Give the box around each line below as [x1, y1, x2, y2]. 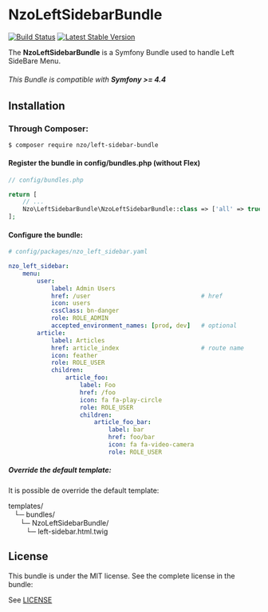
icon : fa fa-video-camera [108, 441, 195, 449]
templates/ [8, 501, 44, 510]
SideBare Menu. [8, 56, 61, 66]
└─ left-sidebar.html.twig [26, 526, 108, 536]
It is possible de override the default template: [8, 486, 160, 495]
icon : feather [50, 351, 98, 359]
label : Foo [79, 382, 116, 390]
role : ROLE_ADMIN [50, 314, 109, 322]
